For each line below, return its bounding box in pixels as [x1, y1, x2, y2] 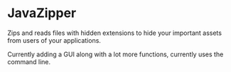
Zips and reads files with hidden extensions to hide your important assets [7, 29, 222, 37]
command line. [7, 57, 51, 66]
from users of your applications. [7, 36, 102, 44]
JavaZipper [7, 5, 77, 21]
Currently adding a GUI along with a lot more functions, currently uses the [7, 50, 224, 58]
